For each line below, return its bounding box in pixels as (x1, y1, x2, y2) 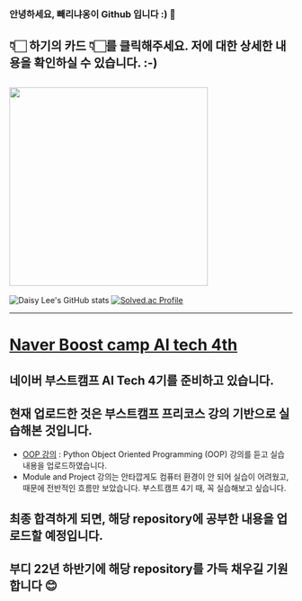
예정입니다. (44, 528, 103, 543)
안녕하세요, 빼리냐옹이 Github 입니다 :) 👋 (9, 7, 176, 20)
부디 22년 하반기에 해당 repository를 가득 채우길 (9, 561, 264, 577)
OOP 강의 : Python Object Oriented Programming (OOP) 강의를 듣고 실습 (22, 448, 285, 460)
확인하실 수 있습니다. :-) (33, 56, 158, 71)
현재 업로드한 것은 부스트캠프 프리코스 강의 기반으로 (9, 407, 277, 422)
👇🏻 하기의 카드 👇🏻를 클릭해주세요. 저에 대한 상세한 (9, 39, 273, 54)
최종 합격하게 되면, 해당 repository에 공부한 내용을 (9, 511, 274, 526)
